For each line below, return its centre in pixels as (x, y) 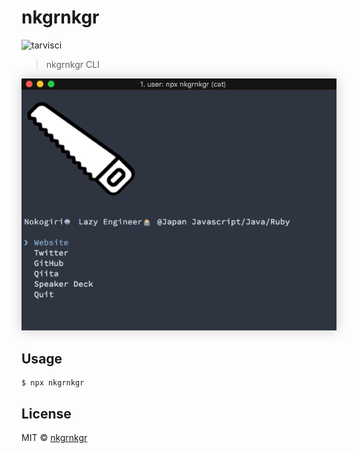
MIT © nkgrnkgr (54, 437)
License (46, 413)
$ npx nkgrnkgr (53, 383)
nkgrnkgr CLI (72, 64)
